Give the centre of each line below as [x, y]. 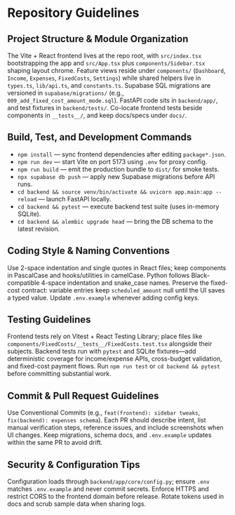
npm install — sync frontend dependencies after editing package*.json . [122, 154]
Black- [201, 275]
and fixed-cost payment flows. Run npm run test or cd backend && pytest [114, 366]
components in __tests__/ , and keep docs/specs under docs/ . [97, 115]
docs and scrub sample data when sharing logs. [76, 504]
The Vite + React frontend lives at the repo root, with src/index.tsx [105, 55]
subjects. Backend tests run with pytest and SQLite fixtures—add [102, 352]
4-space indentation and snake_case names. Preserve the [125, 283]
